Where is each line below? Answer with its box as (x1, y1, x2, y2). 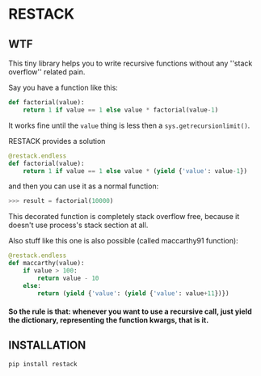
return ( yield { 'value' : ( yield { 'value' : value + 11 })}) (37, 289, 229, 298)
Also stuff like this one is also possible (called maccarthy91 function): (8, 236, 238, 246)
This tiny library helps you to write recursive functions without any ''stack (8, 58, 253, 68)
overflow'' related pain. (8, 67, 86, 77)
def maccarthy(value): (8, 260, 85, 268)
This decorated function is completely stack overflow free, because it (8, 212, 240, 222)
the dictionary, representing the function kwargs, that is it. (8, 315, 209, 325)
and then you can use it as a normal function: (8, 181, 159, 191)
